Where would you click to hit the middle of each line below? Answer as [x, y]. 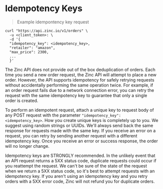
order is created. [22, 101]
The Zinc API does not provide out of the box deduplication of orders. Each [80, 69]
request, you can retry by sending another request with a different [71, 136]
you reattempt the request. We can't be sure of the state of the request [76, 166]
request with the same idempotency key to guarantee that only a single [76, 95]
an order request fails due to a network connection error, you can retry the [80, 90]
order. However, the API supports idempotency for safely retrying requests [80, 80]
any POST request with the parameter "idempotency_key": [63, 115]
